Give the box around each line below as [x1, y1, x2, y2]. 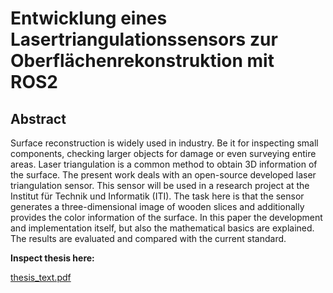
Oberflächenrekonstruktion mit [10, 50, 275, 72]
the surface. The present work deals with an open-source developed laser [10, 169, 317, 181]
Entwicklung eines [10, 7, 168, 30]
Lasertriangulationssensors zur [10, 28, 278, 51]
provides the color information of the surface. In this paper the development [10, 212, 323, 223]
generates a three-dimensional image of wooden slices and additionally [10, 201, 305, 212]
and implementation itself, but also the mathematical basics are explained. [10, 222, 315, 234]
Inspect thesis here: [10, 252, 95, 264]
